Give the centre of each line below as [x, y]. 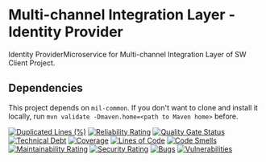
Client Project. [32, 63]
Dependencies [46, 88]
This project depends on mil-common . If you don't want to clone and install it [133, 107]
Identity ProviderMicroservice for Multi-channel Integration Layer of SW [128, 54]
